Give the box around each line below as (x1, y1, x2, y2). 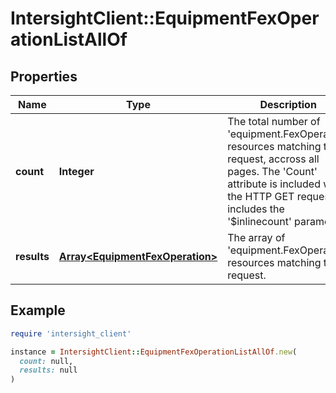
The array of (227, 231, 286, 244)
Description (259, 98, 317, 111)
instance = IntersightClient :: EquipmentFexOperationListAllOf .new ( (10, 347, 298, 357)
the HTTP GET (227, 190, 295, 203)
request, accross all (227, 152, 320, 166)
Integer (58, 165, 95, 178)
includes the (227, 202, 285, 216)
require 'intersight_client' (10, 328, 132, 339)
